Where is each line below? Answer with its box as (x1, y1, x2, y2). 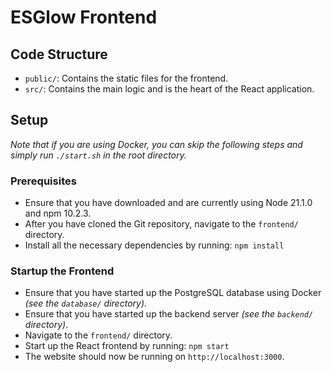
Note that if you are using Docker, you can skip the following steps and (10, 138, 303, 150)
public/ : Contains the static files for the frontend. (24, 72, 229, 84)
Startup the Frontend (10, 264, 115, 278)
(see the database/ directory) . (24, 297, 148, 310)
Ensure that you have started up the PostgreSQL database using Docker (24, 287, 322, 299)
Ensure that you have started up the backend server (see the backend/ (24, 308, 314, 320)
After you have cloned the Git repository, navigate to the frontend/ (24, 218, 299, 230)
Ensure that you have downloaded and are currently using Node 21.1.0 (24, 197, 313, 209)
